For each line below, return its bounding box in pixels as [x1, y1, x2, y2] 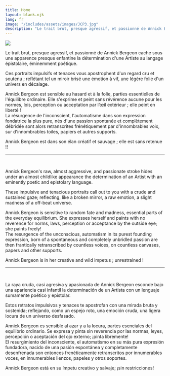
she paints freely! [5, 226, 41, 232]
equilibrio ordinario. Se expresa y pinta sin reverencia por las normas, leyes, [5, 328, 163, 334]
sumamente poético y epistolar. [5, 292, 71, 298]
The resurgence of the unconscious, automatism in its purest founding [5, 231, 152, 237]
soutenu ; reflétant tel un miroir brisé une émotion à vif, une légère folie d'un [5, 76, 164, 82]
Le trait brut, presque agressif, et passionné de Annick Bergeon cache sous [5, 50, 163, 56]
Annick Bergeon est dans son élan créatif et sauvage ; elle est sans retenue [5, 139, 163, 145]
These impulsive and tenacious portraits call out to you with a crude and [5, 189, 156, 195]
